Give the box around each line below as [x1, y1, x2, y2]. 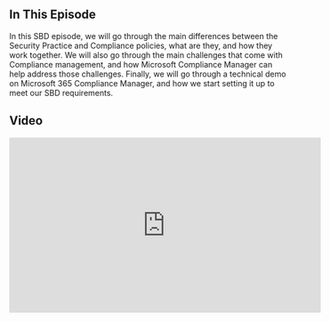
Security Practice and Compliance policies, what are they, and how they [9, 40, 273, 51]
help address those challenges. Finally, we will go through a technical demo [9, 68, 286, 79]
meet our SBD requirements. [9, 87, 114, 98]
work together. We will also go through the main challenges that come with [9, 49, 283, 60]
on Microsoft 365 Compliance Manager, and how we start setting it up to [9, 77, 275, 88]
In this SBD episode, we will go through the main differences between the [9, 30, 278, 41]
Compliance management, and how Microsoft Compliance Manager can [9, 59, 273, 69]
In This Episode [9, 7, 96, 22]
